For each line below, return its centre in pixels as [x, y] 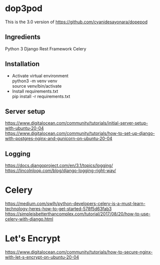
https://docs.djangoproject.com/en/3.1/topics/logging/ [59, 166]
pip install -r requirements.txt [41, 96]
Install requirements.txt [35, 91]
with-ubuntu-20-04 [24, 128]
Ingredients [23, 37]
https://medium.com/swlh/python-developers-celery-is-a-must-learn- [75, 203]
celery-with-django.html [29, 219]
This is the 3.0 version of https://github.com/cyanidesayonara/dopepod [76, 22]
